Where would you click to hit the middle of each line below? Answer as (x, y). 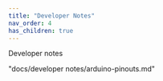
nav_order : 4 (30, 23)
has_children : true (41, 30)
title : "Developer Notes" (51, 16)
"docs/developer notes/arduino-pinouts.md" (81, 69)
